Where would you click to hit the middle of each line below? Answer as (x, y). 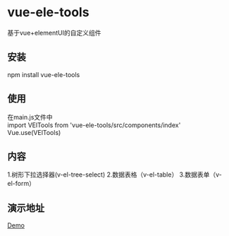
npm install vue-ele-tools (44, 74)
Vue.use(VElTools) (34, 132)
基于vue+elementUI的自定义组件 (54, 33)
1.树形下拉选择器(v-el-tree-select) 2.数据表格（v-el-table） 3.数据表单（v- (114, 175)
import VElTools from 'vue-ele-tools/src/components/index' (94, 125)
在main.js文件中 (30, 117)
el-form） (21, 184)
